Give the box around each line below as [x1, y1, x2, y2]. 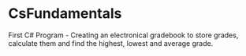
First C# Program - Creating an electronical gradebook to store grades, [8, 30, 239, 40]
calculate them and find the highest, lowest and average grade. [8, 38, 214, 47]
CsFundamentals [8, 5, 122, 23]
